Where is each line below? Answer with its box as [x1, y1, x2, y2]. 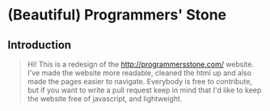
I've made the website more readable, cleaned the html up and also [27, 68, 252, 78]
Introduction [7, 38, 72, 52]
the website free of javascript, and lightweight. [27, 94, 183, 103]
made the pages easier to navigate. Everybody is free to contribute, [27, 77, 253, 86]
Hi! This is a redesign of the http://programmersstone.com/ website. [27, 59, 254, 69]
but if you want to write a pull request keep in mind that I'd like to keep [27, 85, 262, 95]
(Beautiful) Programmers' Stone [7, 6, 227, 24]
